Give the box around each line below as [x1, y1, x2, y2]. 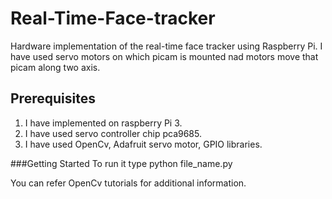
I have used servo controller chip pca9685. [24, 127, 202, 139]
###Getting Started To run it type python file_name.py [10, 157, 233, 169]
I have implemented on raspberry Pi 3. [24, 117, 183, 129]
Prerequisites [10, 90, 96, 107]
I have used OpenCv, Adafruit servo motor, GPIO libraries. [24, 138, 263, 150]
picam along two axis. [10, 61, 101, 73]
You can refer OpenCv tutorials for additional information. [10, 177, 247, 189]
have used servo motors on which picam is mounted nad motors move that [10, 50, 319, 62]
